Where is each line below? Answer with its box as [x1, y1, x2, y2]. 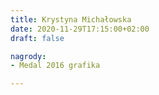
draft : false [10, 33, 65, 43]
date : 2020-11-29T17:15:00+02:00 [10, 24, 150, 34]
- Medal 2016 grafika [10, 61, 101, 71]
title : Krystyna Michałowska [10, 14, 132, 25]
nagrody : [10, 51, 47, 61]
